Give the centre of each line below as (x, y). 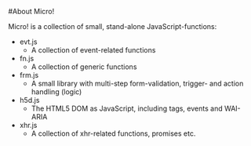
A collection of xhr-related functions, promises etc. (113, 133)
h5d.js (29, 100)
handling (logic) (56, 92)
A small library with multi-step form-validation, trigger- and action (137, 83)
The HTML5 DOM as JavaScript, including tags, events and (127, 108)
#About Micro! (31, 11)
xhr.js (28, 125)
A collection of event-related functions (93, 50)
